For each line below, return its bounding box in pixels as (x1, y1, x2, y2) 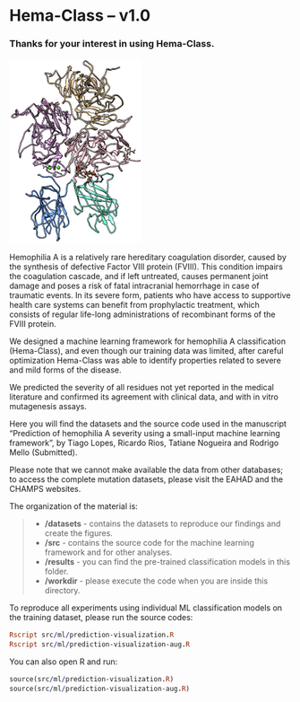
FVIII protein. (9, 319, 56, 329)
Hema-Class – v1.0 (9, 5, 150, 26)
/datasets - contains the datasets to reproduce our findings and (44, 518, 281, 530)
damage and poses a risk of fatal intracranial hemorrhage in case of (9, 280, 260, 292)
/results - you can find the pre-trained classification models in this (44, 557, 291, 567)
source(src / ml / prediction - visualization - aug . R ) (9, 684, 191, 694)
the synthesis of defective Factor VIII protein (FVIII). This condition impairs (9, 261, 284, 272)
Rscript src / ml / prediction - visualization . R (9, 630, 175, 640)
